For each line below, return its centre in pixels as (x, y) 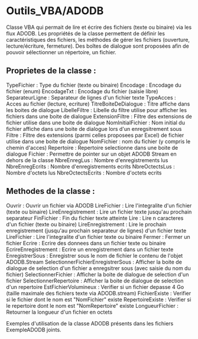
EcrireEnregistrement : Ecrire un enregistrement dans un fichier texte (90, 249)
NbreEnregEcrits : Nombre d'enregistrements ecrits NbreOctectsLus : (91, 166)
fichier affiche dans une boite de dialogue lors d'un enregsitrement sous (94, 129)
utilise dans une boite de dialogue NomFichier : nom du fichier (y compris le (98, 141)
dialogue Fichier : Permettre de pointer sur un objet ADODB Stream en (92, 154)
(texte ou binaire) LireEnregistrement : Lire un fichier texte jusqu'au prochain (99, 212)
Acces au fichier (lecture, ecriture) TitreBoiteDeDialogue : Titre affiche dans (98, 104)
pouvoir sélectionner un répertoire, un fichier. (61, 52)
